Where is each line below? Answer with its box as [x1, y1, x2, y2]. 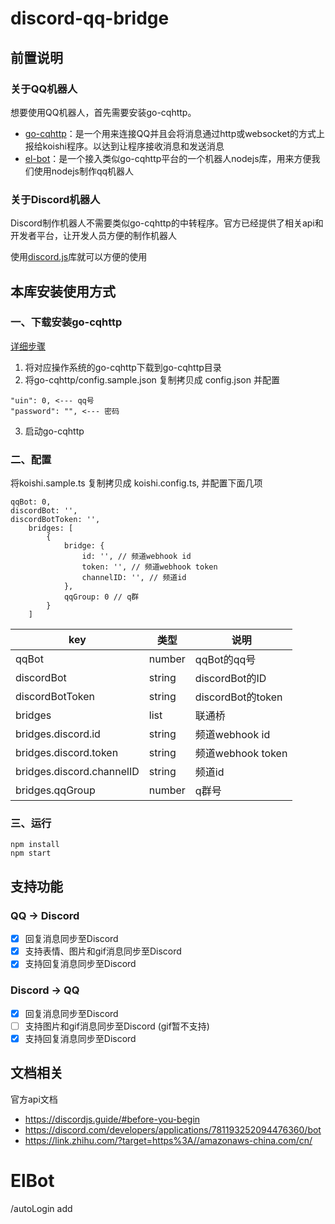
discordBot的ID [194, 672, 267, 686]
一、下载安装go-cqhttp [10, 315, 123, 329]
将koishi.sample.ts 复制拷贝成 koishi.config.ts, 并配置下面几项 [10, 477, 263, 489]
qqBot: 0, [10, 497, 52, 507]
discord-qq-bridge [10, 7, 170, 30]
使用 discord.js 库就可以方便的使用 [10, 251, 148, 263]
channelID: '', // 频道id [81, 573, 187, 583]
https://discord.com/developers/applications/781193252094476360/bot [24, 1123, 322, 1136]
